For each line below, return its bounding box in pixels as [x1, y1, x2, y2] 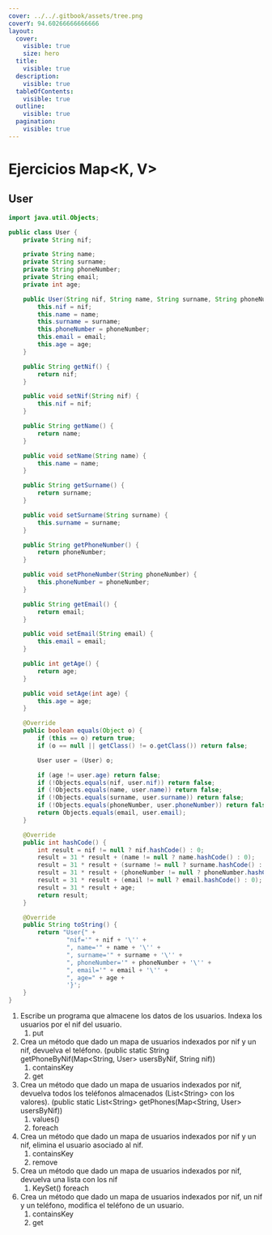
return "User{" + [37, 928, 96, 937]
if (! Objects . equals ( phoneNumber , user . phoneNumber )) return [37, 801, 249, 809]
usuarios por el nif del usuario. [19, 1019, 122, 1029]
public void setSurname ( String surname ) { [23, 511, 168, 519]
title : [15, 58, 38, 66]
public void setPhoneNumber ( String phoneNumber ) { [23, 571, 198, 579]
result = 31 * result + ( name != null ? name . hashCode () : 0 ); [37, 853, 256, 862]
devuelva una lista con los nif [19, 1175, 118, 1184]
